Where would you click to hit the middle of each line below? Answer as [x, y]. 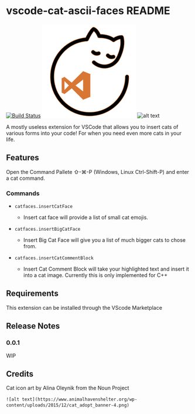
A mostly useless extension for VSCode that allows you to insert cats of [92, 126]
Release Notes [33, 326]
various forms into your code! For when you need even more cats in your [94, 133]
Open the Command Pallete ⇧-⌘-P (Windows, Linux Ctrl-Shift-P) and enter [97, 172]
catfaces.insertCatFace [44, 207]
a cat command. [25, 178]
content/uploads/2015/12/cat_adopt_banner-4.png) [68, 405]
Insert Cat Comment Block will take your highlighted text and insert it [106, 269]
